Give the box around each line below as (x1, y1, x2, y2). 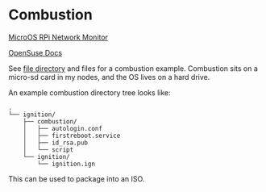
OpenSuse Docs (8, 48, 63, 57)
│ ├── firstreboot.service (23, 131, 121, 140)
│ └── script (23, 145, 74, 154)
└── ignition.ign (37, 160, 95, 168)
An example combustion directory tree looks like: (8, 87, 171, 98)
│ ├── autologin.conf (23, 124, 103, 132)
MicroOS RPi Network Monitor (8, 32, 109, 42)
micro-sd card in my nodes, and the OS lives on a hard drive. (8, 72, 210, 81)
